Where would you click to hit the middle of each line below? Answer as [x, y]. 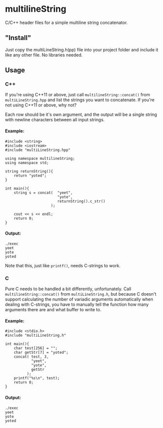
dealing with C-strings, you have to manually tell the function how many [77, 304]
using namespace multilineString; [40, 158]
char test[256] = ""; [36, 348]
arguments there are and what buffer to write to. [53, 310]
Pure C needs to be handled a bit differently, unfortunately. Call [68, 289]
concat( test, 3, [31, 357]
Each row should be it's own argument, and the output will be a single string [81, 115]
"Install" [18, 38]
